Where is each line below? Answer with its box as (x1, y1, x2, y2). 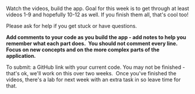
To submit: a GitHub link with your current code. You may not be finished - (6, 64, 186, 71)
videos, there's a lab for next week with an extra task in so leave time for (6, 76, 181, 83)
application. (6, 53, 36, 59)
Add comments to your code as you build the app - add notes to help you (6, 34, 186, 40)
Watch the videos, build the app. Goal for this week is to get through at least (6, 5, 189, 12)
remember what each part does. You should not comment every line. (6, 40, 178, 47)
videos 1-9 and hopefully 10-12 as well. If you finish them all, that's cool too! (6, 11, 189, 18)
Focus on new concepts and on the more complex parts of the (6, 46, 160, 53)
